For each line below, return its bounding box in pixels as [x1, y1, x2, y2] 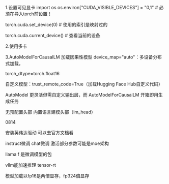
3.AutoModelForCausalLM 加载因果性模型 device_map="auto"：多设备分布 [5, 54, 162, 60]
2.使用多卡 [5, 43, 27, 49]
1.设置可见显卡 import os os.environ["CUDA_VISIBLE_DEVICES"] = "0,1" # [5, 5, 158, 10]
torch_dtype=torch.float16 [5, 71, 60, 76]
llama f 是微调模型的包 [5, 151, 52, 157]
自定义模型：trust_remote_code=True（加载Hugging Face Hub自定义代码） [5, 81, 163, 87]
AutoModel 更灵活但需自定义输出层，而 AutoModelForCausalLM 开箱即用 [5, 92, 159, 98]
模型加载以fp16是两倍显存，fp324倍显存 [5, 173, 90, 179]
